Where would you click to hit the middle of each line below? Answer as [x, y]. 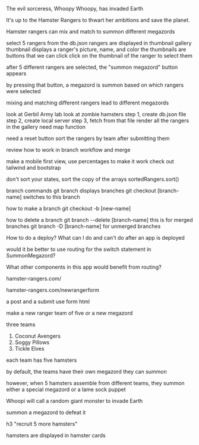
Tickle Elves [29, 349]
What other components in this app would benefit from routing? [84, 267]
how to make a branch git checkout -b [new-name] [69, 208]
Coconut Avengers [38, 336]
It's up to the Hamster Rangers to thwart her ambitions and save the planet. [98, 20]
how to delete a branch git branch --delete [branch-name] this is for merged [99, 220]
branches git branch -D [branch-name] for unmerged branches [83, 226]
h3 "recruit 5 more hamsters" [42, 424]
